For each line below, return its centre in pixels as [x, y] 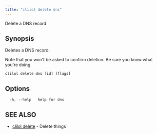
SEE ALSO [21, 115]
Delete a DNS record [26, 23]
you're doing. [18, 65]
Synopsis [20, 39]
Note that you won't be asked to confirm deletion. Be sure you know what [79, 60]
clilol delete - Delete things [39, 126]
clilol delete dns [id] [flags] [38, 74]
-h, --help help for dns [37, 100]
